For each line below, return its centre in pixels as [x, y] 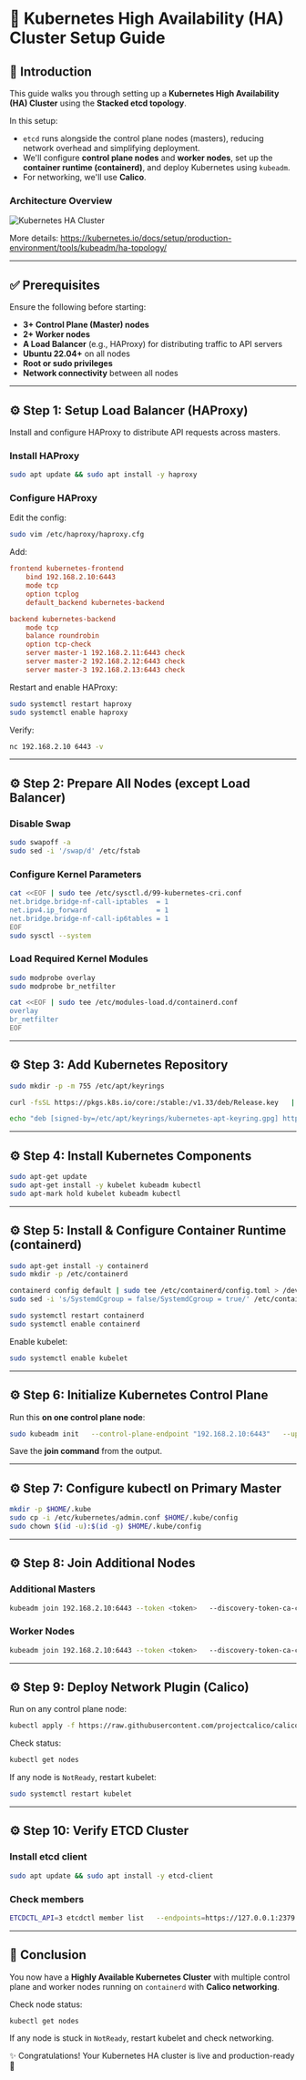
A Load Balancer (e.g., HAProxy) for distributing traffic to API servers [153, 344]
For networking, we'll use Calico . [85, 177]
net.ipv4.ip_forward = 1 [89, 910]
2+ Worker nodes [56, 334]
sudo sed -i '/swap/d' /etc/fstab [75, 851]
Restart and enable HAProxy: [64, 687]
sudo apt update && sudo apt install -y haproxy [103, 475]
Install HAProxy [45, 456]
